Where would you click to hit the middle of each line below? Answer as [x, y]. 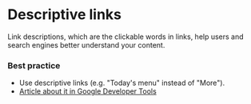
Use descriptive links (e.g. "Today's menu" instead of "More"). [122, 83]
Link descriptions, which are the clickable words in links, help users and [126, 37]
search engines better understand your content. [86, 44]
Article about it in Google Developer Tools [88, 91]
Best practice [34, 65]
